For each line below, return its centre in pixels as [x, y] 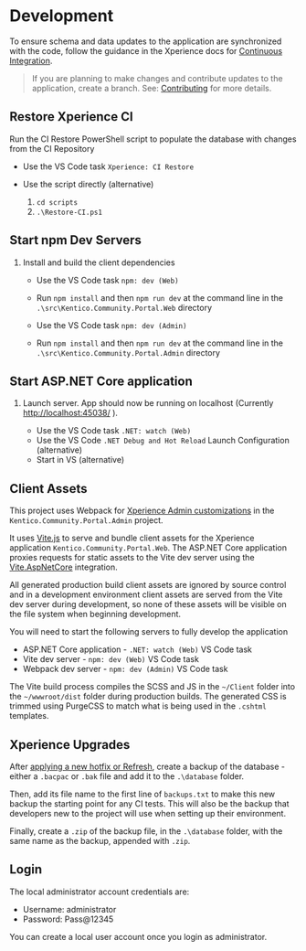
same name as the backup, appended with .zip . [100, 841]
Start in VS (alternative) [80, 460]
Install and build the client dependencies [99, 262]
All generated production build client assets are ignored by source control [148, 585]
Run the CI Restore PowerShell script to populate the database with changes [153, 139]
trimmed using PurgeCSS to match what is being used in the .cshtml [138, 706]
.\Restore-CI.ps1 [69, 212]
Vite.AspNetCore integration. [64, 567]
